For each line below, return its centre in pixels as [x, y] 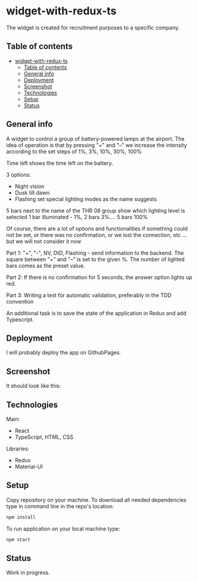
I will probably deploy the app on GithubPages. [64, 353]
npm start [18, 539]
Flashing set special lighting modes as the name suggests [86, 199]
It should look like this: [34, 386]
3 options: [18, 174]
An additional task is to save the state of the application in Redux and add [96, 313]
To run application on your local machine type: [63, 529]
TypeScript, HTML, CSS [44, 437]
